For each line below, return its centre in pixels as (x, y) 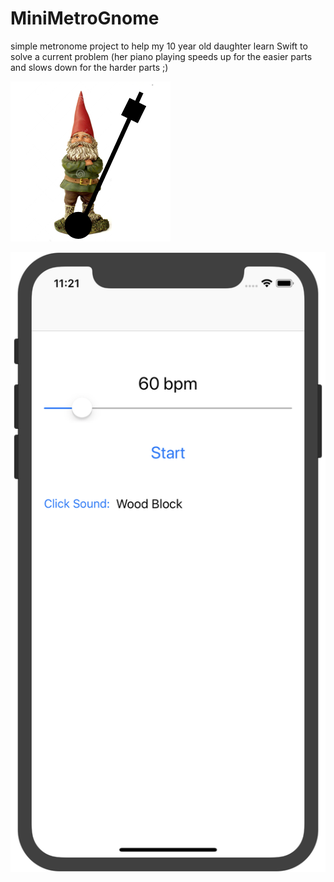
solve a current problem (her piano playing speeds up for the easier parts (161, 56)
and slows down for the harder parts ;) (89, 67)
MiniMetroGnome (85, 18)
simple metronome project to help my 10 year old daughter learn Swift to (159, 46)
